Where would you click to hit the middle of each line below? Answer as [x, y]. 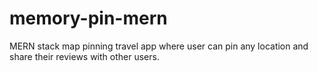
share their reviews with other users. [84, 56]
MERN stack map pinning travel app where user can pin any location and [159, 46]
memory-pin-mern [88, 18]
